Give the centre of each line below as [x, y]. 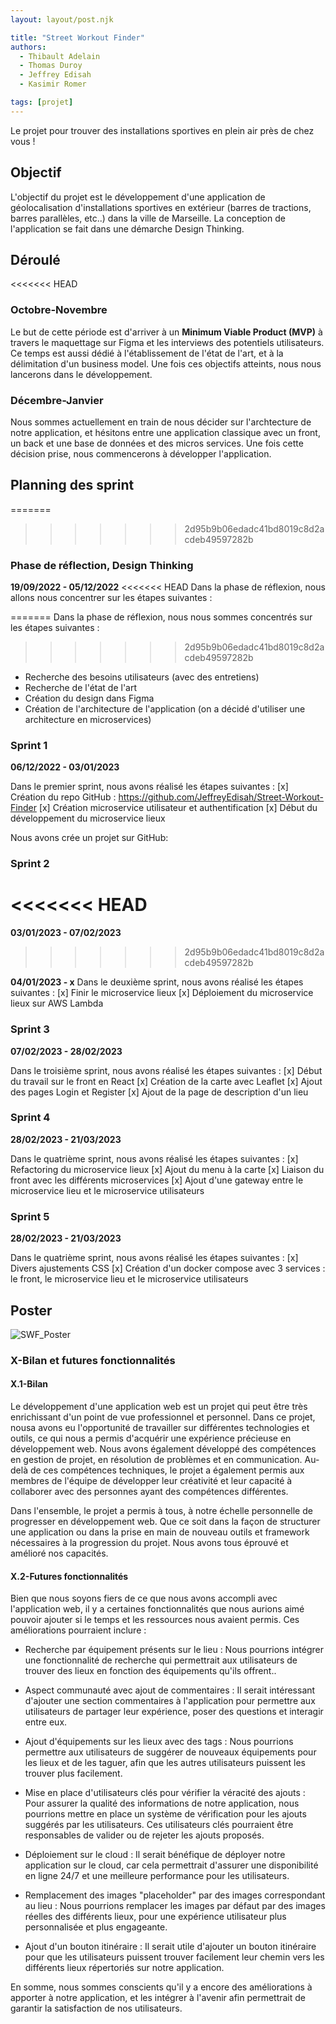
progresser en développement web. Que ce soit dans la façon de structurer [165, 1522]
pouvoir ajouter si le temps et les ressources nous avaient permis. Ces [155, 1620]
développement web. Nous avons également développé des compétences [163, 1449]
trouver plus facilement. [73, 1773]
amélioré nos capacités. [59, 1553]
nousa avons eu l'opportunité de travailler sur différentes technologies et [160, 1428]
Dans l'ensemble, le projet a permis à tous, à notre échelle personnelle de [161, 1511]
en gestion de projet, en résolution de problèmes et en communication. [156, 1460]
